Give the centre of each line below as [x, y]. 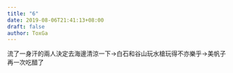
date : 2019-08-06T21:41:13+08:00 [56, 20]
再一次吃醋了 [25, 63]
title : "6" [23, 14]
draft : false [26, 26]
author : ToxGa [28, 33]
